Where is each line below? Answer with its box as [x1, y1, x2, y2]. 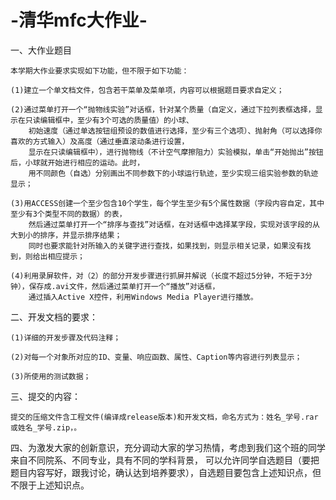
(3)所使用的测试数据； [10, 371, 92, 381]
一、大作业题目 [10, 44, 72, 56]
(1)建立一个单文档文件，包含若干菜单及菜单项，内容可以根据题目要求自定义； [10, 85, 285, 95]
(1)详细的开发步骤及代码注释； [10, 332, 122, 343]
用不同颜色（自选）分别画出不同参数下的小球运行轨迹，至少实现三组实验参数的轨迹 [28, 168, 319, 178]
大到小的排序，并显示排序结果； [10, 230, 123, 240]
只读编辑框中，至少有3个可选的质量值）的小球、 [24, 115, 194, 125]
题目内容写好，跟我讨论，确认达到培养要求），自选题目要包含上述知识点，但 [10, 466, 322, 478]
